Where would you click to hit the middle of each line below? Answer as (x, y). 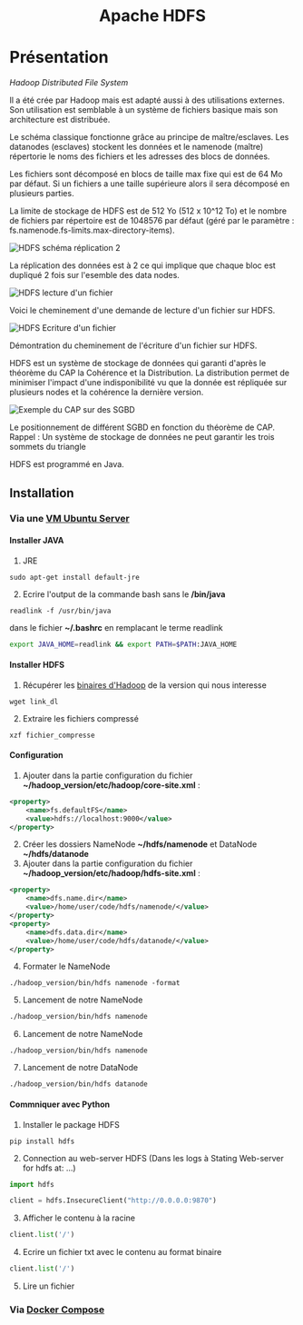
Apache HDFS (152, 16)
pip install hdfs (42, 1141)
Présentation (59, 58)
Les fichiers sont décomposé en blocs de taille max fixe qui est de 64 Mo (146, 174)
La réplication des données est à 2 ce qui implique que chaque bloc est (143, 265)
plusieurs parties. (42, 194)
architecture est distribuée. (60, 120)
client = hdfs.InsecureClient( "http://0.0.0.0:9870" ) (113, 1200)
